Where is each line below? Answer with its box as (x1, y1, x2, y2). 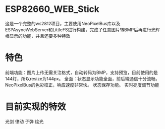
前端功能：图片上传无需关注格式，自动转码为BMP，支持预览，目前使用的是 (5, 69, 158, 75)
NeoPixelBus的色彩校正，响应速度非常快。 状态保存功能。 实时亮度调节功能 (5, 82, 160, 88)
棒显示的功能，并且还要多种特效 (5, 33, 70, 39)
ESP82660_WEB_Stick (5, 3, 100, 15)
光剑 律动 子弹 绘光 (5, 118, 44, 125)
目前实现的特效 (5, 101, 66, 113)
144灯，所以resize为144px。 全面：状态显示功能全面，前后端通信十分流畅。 (5, 75, 160, 81)
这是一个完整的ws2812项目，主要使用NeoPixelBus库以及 (5, 20, 120, 26)
